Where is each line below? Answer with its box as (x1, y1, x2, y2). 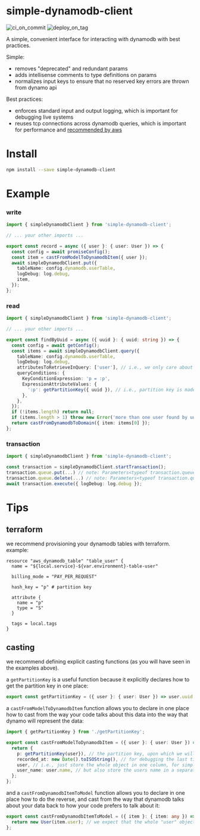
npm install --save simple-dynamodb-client (6, 166, 116, 172)
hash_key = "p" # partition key (11, 584, 92, 590)
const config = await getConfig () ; (11, 342, 100, 348)
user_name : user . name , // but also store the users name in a (17, 767, 174, 773)
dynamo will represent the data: (6, 717, 85, 724)
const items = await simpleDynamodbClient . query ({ (11, 348, 140, 354)
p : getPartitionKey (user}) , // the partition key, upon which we (17, 751, 183, 757)
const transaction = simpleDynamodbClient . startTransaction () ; (6, 464, 167, 470)
